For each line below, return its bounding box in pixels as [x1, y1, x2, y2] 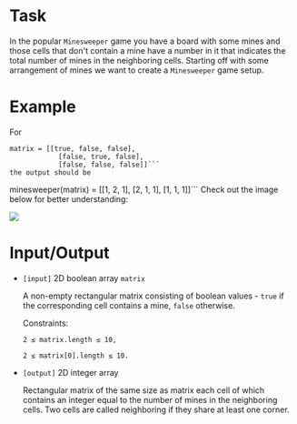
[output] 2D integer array [22, 367, 119, 378]
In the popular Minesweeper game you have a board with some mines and [9, 35, 281, 46]
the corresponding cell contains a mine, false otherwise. [22, 299, 236, 310]
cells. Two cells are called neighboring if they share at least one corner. [22, 404, 290, 415]
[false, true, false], [57, 152, 144, 161]
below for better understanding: [9, 193, 129, 205]
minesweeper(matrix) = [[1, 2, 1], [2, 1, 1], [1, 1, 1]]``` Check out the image [9, 184, 279, 195]
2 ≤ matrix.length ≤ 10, [22, 335, 117, 344]
